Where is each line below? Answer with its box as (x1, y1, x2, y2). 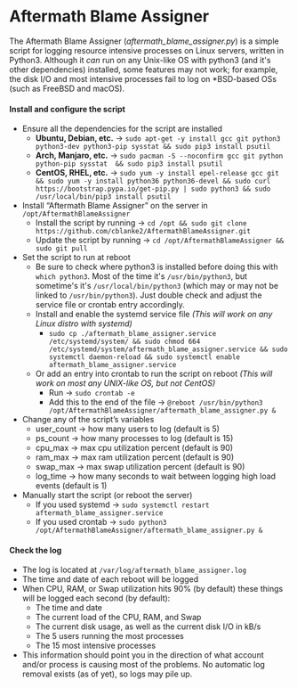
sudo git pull (35, 244, 88, 253)
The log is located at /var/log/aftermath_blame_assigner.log (21, 564, 247, 576)
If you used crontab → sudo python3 (35, 517, 167, 528)
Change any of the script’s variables (21, 414, 155, 425)
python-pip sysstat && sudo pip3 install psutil (35, 160, 224, 168)
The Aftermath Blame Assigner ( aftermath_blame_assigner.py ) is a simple (9, 36, 279, 46)
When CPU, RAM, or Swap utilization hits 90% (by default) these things (21, 584, 284, 594)
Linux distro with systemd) (35, 318, 133, 329)
